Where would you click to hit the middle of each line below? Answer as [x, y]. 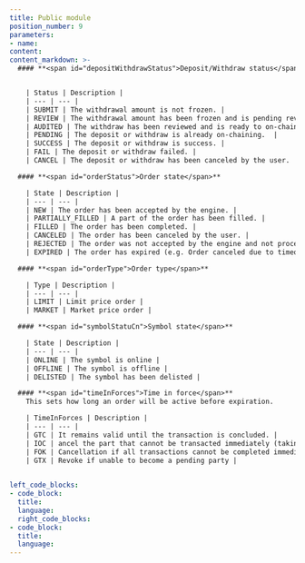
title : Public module [50, 18]
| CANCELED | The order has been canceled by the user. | [138, 236]
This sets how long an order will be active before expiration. [150, 402]
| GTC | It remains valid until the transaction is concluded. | [152, 435]
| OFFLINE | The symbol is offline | [97, 369]
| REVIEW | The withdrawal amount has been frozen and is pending [154, 118]
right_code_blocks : [54, 519]
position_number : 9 [46, 26]
